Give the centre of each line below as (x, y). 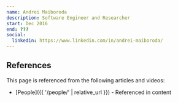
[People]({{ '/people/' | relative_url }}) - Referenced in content (93, 92)
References (29, 65)
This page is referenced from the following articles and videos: (86, 80)
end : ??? (17, 29)
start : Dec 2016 (27, 23)
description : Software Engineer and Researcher (68, 18)
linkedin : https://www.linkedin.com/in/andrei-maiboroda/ (88, 41)
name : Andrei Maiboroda (37, 12)
